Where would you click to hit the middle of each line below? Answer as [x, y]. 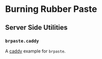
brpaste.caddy [22, 41]
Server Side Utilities [36, 28]
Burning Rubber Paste [51, 9]
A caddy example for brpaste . [35, 51]
